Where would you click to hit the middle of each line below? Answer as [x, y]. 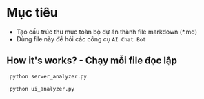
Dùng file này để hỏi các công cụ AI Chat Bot [81, 38]
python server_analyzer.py [48, 76]
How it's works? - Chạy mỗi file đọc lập [92, 61]
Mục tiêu [32, 13]
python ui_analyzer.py [42, 89]
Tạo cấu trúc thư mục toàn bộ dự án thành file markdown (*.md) [107, 32]
